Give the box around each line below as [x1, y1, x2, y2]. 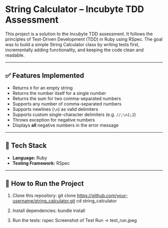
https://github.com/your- [76, 192, 128, 199]
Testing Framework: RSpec [12, 160, 70, 166]
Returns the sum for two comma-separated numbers [12, 95, 121, 101]
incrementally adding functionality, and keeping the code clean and [5, 47, 144, 53]
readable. [5, 52, 25, 58]
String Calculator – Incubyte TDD [5, 4, 144, 15]
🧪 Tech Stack [5, 142, 47, 150]
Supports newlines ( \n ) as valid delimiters [12, 106, 98, 112]
